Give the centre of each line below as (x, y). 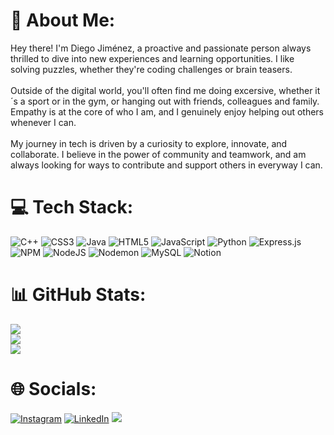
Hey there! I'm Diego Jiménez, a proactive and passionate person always (161, 48)
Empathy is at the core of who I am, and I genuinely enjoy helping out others (167, 111)
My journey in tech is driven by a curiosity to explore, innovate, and (149, 143)
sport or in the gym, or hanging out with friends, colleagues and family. (173, 101)
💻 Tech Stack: (72, 207)
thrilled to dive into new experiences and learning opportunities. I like (152, 58)
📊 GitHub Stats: (78, 295)
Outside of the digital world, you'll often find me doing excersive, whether (161, 90)
